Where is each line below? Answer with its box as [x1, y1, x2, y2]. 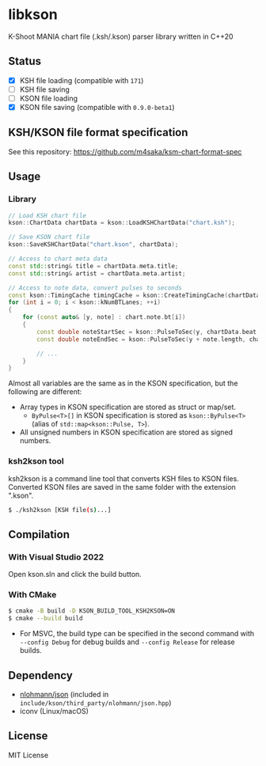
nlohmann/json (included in [19, 689, 109, 699]
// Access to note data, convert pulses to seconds [8, 283, 182, 292]
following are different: [8, 387, 82, 396]
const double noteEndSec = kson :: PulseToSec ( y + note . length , [36, 335, 246, 343]
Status [8, 55, 42, 68]
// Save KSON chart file [8, 233, 90, 241]
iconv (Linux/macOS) [19, 706, 89, 715]
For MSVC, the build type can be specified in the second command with [19, 629, 255, 639]
